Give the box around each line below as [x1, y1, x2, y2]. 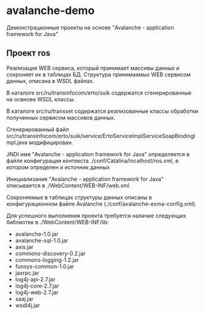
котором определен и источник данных [6, 163, 110, 171]
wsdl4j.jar [15, 302, 40, 309]
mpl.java [6, 139, 27, 146]
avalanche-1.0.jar [15, 230, 59, 237]
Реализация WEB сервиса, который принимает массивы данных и [6, 64, 180, 71]
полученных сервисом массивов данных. [6, 114, 115, 121]
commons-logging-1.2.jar [15, 256, 79, 263]
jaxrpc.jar [15, 269, 40, 277]
